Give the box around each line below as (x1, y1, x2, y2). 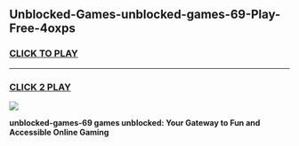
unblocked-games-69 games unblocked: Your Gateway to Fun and (9, 117, 261, 127)
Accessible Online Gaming (9, 127, 109, 137)
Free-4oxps (9, 21, 76, 36)
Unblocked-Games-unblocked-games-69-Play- (9, 7, 281, 22)
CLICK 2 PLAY (9, 81, 71, 93)
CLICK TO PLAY (9, 48, 78, 60)
